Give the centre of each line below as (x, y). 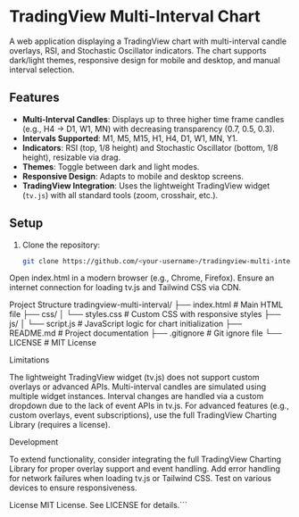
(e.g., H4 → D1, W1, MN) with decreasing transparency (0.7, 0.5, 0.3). (148, 129)
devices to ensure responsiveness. (73, 488)
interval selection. (42, 70)
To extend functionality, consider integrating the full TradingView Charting (145, 459)
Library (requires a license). (60, 425)
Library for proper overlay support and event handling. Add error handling (145, 469)
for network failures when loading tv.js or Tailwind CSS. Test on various (141, 479)
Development (34, 442)
